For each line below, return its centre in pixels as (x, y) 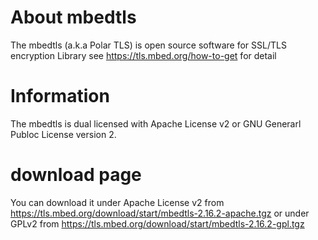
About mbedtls (73, 17)
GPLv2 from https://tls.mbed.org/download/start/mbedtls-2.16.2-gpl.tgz (157, 223)
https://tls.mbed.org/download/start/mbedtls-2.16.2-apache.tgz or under (160, 213)
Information (60, 96)
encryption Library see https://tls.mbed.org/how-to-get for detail (143, 55)
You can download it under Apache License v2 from (117, 202)
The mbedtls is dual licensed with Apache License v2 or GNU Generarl (156, 123)
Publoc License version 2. (63, 134)
